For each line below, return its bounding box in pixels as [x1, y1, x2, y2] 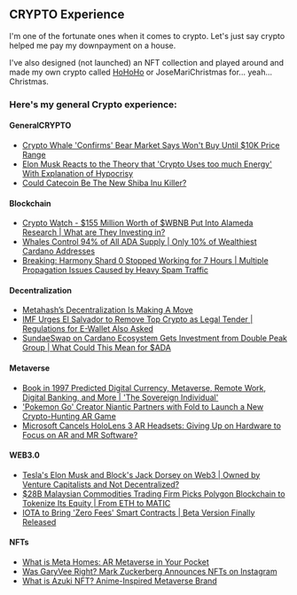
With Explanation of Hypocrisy [21, 168, 134, 178]
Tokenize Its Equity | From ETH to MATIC [21, 497, 171, 508]
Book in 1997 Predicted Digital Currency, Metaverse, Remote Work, [21, 382, 267, 393]
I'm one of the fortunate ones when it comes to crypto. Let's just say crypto [9, 30, 285, 41]
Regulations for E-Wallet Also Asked [21, 324, 153, 334]
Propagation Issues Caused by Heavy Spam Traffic [21, 265, 208, 276]
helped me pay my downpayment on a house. [9, 40, 176, 51]
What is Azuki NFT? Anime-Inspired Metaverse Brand [21, 575, 217, 586]
